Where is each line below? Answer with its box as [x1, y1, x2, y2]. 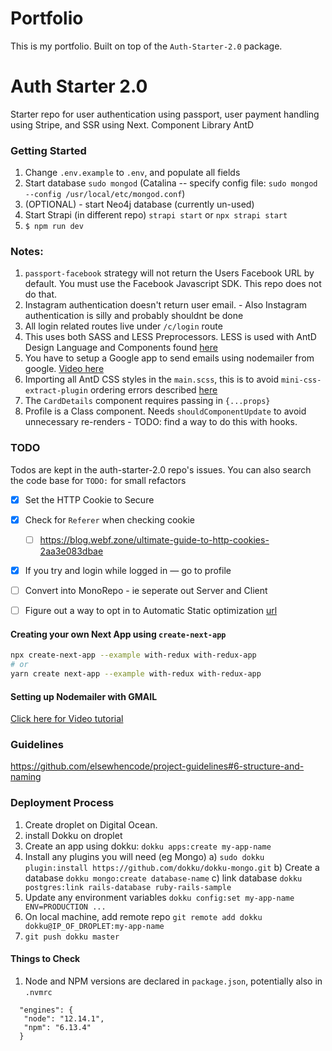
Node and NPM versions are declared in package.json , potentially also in [24, 975, 323, 987]
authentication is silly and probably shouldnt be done [24, 310, 244, 322]
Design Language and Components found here [24, 342, 218, 354]
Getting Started [10, 143, 87, 157]
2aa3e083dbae [39, 545, 104, 557]
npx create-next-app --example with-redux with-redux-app [10, 650, 257, 661]
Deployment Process [10, 796, 115, 810]
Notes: [10, 245, 44, 259]
